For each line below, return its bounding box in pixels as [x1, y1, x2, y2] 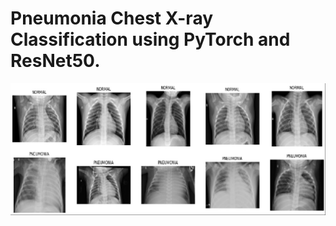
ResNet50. [10, 50, 101, 72]
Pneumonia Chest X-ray [10, 7, 214, 30]
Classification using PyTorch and [10, 28, 291, 51]
